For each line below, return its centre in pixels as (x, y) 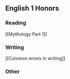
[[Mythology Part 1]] (26, 34)
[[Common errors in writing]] (35, 58)
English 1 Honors (32, 8)
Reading (16, 23)
